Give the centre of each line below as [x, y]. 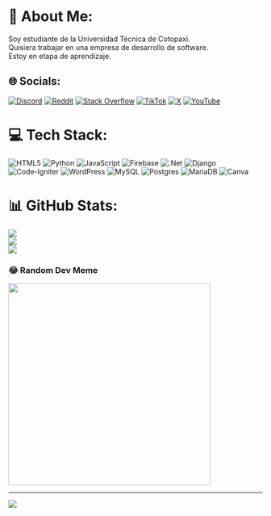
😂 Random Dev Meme [53, 270]
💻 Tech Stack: [58, 134]
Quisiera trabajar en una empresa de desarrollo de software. [108, 47]
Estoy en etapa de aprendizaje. [60, 56]
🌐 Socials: [35, 81]
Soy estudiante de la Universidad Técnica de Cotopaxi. [100, 39]
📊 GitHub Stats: [63, 206]
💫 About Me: [51, 17]
